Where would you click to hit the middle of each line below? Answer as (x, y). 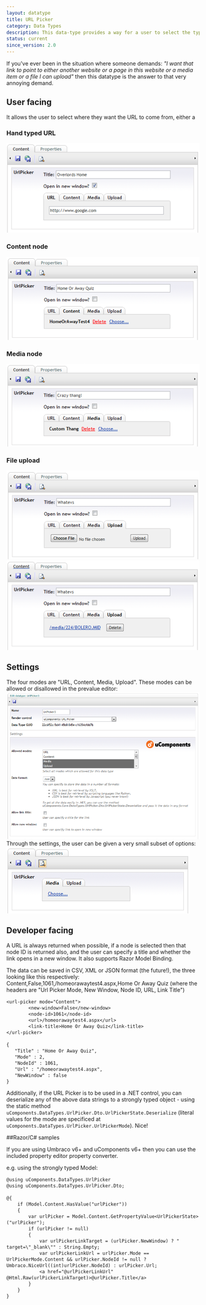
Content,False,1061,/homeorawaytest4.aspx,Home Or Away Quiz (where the (102, 983)
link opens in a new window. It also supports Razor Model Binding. (90, 958)
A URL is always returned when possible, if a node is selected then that (96, 945)
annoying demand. (30, 83)
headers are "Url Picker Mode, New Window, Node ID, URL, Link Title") (96, 990)
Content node (27, 247)
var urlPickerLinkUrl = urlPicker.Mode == (94, 1253)
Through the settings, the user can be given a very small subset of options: (101, 843)
